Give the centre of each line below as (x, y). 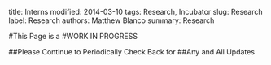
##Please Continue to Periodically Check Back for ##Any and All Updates (131, 52)
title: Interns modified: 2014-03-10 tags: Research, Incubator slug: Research (135, 12)
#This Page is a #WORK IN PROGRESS (73, 36)
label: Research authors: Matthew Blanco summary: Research (111, 20)
